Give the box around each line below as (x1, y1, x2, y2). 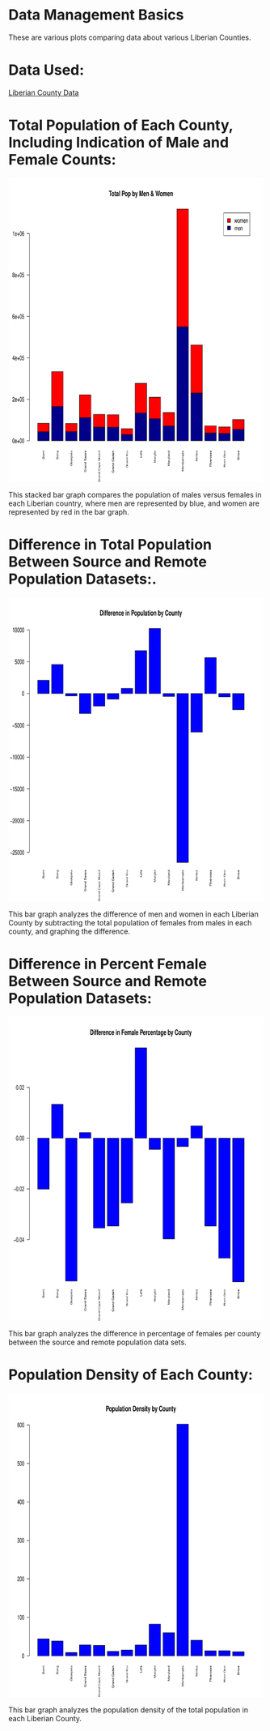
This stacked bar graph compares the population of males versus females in (8, 489, 262, 499)
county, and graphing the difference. (8, 926, 131, 936)
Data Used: (8, 61, 85, 79)
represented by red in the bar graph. (8, 506, 129, 516)
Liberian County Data (8, 88, 79, 97)
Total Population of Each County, (8, 116, 234, 135)
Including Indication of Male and (8, 134, 229, 152)
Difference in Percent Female (8, 955, 208, 973)
